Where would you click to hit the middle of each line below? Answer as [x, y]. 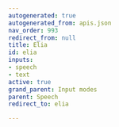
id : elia [23, 52]
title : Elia [28, 45]
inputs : [21, 60]
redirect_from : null [42, 38]
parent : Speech [33, 97]
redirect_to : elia [38, 104]
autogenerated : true [42, 15]
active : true [30, 82]
